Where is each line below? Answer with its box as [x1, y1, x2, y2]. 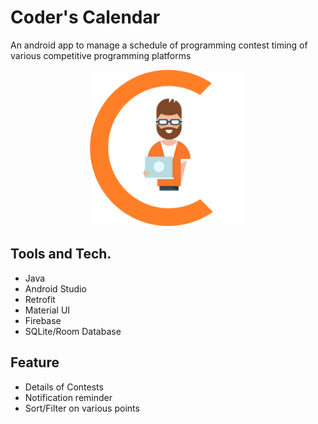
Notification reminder [24, 391, 113, 403]
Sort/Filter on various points [24, 402, 140, 414]
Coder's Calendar [10, 6, 161, 29]
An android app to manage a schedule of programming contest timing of [10, 39, 308, 51]
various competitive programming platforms [10, 49, 192, 61]
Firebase [24, 314, 62, 326]
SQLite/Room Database [24, 325, 122, 337]
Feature [10, 354, 60, 371]
